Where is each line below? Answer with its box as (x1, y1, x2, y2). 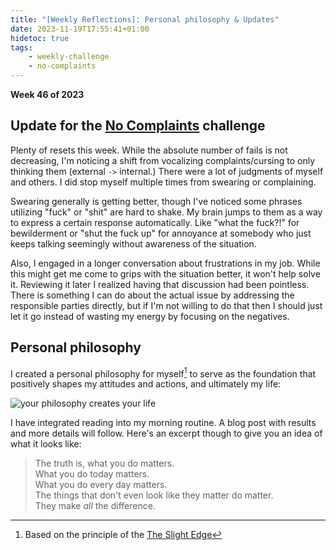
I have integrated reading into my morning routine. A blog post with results (10, 417, 317, 429)
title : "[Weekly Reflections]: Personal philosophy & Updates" (10, 14, 280, 25)
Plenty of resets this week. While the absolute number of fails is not (10, 144, 288, 156)
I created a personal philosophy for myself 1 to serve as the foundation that (10, 366, 317, 380)
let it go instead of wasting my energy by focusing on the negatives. (10, 310, 290, 322)
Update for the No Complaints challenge (10, 117, 266, 135)
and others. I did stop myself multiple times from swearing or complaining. (10, 176, 317, 188)
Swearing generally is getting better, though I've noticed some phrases (10, 195, 303, 207)
